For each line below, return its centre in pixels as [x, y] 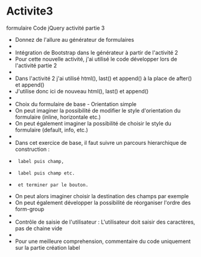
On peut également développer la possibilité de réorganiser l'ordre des [103, 202]
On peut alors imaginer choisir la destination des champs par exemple [102, 196]
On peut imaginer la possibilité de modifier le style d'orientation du [98, 110]
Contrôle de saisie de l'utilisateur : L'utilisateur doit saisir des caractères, [105, 222]
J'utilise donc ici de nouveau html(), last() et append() [82, 91]
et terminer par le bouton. [53, 185]
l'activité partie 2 [36, 65]
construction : [32, 149]
